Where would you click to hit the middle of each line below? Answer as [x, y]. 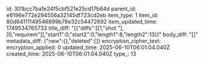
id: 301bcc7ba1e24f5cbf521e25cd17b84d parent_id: [71, 9]
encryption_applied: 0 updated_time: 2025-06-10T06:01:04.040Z [88, 47]
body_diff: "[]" [180, 35]
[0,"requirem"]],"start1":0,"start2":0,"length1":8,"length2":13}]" [84, 35]
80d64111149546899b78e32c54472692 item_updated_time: [82, 22]
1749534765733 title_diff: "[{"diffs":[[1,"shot [61, 28]
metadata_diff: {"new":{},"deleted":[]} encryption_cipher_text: [84, 41]
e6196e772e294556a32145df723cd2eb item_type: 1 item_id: [82, 15]
